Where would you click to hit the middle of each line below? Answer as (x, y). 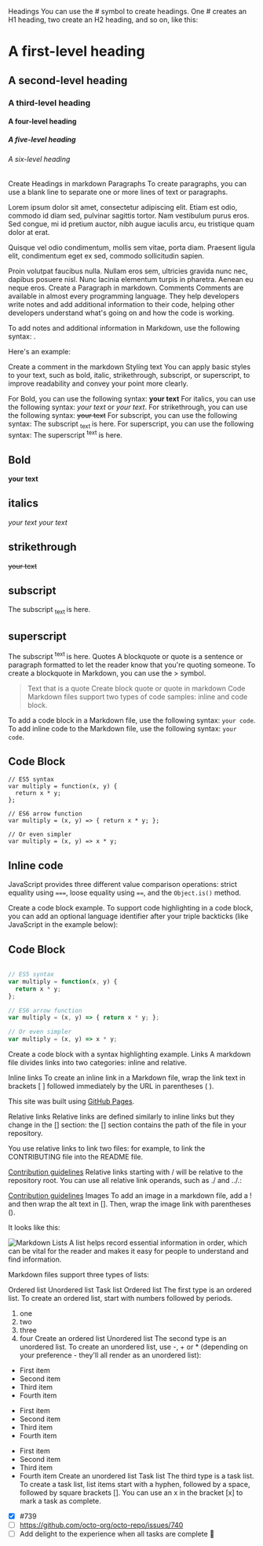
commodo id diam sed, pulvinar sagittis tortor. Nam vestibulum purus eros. (129, 215)
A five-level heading (42, 139)
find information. (35, 1259)
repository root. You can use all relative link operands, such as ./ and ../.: (125, 1181)
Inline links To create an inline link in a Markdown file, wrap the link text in (127, 1078)
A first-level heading (77, 51)
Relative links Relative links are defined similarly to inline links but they (122, 1117)
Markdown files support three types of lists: (79, 1275)
